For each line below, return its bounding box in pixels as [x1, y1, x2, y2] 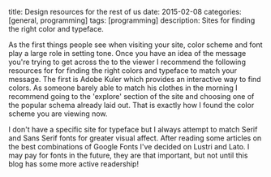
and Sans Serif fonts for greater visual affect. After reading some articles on [8, 133, 262, 143]
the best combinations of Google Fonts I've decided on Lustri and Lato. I [8, 142, 250, 151]
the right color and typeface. [8, 24, 104, 33]
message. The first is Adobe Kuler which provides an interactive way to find [8, 75, 261, 84]
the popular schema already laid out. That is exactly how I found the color [8, 101, 255, 110]
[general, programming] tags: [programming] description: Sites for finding [8, 15, 256, 25]
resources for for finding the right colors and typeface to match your [8, 66, 238, 76]
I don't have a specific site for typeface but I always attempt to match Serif [8, 125, 258, 134]
